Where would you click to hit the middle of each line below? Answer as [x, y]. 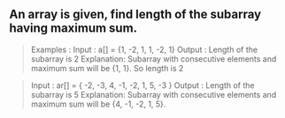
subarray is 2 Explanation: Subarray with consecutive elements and [154, 59]
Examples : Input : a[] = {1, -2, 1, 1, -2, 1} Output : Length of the [144, 49]
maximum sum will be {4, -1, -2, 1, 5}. [98, 104]
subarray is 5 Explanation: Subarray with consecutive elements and [154, 94]
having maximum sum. [73, 29]
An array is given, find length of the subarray [135, 15]
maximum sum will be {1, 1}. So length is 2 [107, 68]
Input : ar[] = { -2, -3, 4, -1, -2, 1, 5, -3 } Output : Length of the [142, 85]
